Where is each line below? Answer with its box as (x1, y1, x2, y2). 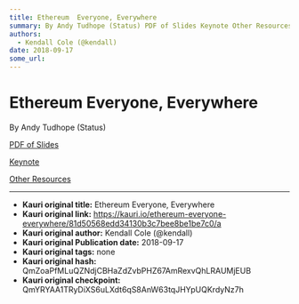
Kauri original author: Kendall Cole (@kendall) (21, 228, 193, 238)
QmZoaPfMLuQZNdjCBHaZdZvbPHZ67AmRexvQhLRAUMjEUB (21, 265, 252, 276)
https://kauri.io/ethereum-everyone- (93, 208, 227, 219)
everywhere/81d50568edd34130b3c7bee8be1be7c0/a (21, 218, 222, 228)
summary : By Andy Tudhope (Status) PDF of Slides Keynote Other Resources (9, 21, 293, 30)
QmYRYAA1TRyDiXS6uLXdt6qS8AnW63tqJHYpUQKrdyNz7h (21, 284, 245, 294)
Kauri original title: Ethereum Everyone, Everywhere (21, 199, 215, 210)
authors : (9, 29, 42, 38)
